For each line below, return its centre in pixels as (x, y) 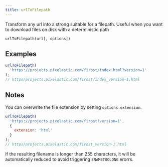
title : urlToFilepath (28, 10)
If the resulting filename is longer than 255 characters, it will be (70, 154)
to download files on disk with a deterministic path (57, 29)
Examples (21, 54)
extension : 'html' (33, 130)
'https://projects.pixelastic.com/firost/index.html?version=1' (78, 70)
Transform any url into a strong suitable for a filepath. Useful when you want (84, 24)
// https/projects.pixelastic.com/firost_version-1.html (66, 144)
